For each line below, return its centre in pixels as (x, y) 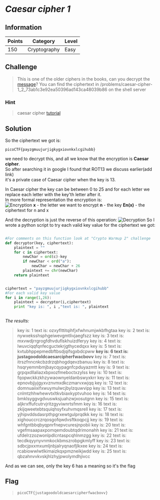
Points (15, 41)
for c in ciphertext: (36, 252)
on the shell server (127, 89)
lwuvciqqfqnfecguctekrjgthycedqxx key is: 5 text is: (69, 346)
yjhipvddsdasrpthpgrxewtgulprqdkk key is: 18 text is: (70, 415)
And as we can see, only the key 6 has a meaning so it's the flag (70, 466)
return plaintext (32, 275)
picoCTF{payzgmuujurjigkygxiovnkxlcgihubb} (50, 149)
